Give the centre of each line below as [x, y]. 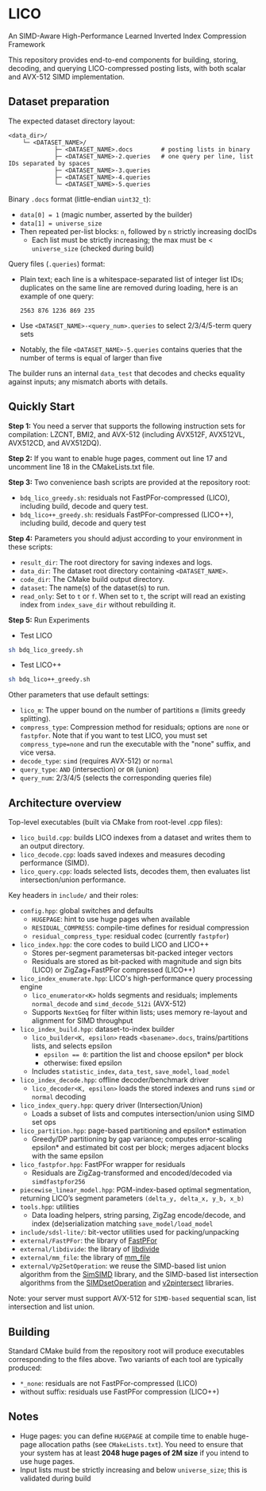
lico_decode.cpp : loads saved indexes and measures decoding [122, 855]
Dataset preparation [59, 101]
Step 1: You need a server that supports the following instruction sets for [127, 426]
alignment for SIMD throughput [82, 1021]
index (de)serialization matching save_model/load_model [122, 1224]
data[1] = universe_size [61, 224]
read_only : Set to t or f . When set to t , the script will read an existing [133, 596]
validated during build [55, 1478]
